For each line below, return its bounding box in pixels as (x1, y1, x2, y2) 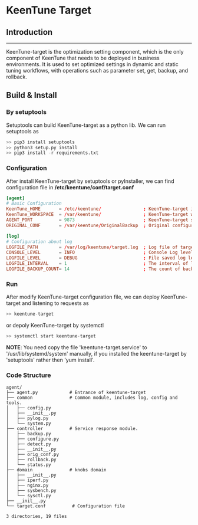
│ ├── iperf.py (6, 477, 49, 484)
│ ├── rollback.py (6, 457, 57, 463)
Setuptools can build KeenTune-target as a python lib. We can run (6, 122, 166, 129)
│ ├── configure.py (6, 436, 60, 442)
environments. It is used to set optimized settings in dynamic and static (6, 61, 179, 68)
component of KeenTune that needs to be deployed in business (6, 54, 160, 61)
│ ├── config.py (6, 405, 51, 411)
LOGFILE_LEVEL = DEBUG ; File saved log (6, 255, 186, 261)
